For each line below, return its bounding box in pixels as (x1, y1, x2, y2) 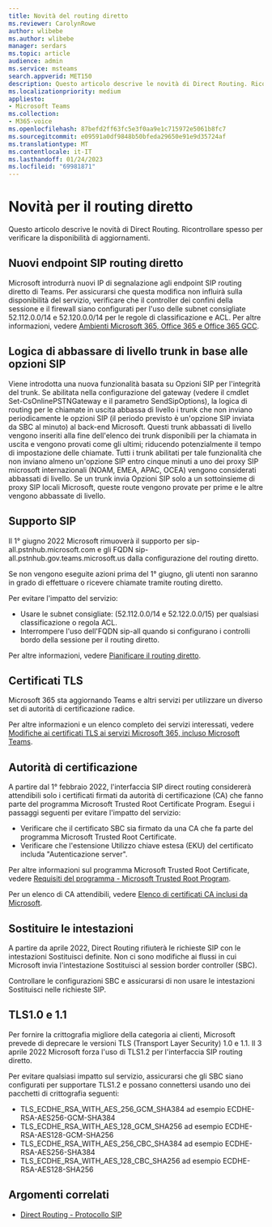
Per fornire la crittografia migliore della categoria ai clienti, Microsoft (8, 1029, 236, 1039)
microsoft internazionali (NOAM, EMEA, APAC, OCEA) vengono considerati (8, 465, 257, 474)
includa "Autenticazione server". (19, 849, 128, 860)
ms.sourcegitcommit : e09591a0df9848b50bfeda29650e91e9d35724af (8, 132, 227, 140)
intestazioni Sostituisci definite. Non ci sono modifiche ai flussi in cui (8, 951, 237, 961)
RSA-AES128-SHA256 (19, 1165, 94, 1174)
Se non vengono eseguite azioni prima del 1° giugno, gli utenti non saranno (8, 568, 258, 578)
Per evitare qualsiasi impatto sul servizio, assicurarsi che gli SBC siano (8, 1071, 244, 1081)
